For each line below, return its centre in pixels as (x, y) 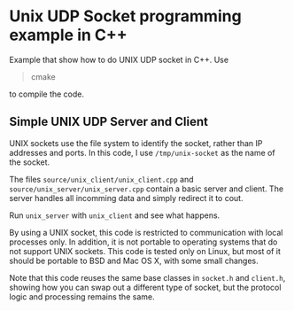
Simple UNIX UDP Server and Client (108, 122)
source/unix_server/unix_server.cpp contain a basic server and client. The (147, 189)
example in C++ (69, 35)
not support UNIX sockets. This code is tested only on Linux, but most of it (145, 251)
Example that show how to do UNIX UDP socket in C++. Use (119, 59)
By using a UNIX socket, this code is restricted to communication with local (146, 232)
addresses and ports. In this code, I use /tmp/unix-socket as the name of (143, 152)
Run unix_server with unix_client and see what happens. (115, 215)
